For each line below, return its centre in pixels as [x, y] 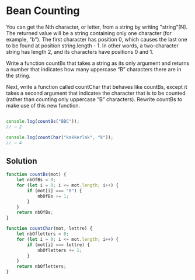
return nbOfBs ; [35, 212]
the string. [18, 75]
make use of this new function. [43, 105]
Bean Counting [43, 11]
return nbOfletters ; [41, 267]
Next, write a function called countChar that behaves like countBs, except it [97, 87]
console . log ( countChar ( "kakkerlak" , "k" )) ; [60, 137]
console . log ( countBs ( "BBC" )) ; [43, 121]
